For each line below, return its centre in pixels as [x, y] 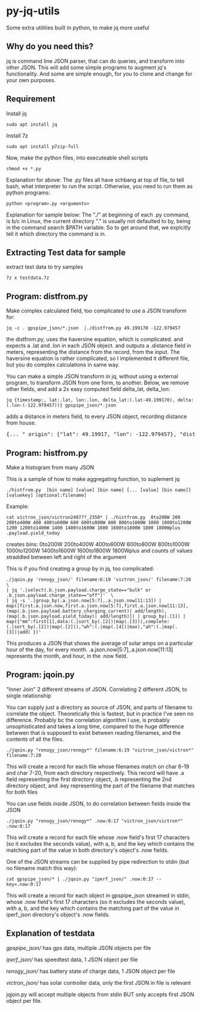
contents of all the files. [35, 739]
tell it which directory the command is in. [56, 234]
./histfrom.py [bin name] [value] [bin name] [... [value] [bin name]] [99, 490]
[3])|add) [19, 632]
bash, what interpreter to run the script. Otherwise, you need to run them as [100, 186]
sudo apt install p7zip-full [42, 146]
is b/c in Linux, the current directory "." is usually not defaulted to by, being [98, 221]
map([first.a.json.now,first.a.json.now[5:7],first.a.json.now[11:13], [97, 606]
